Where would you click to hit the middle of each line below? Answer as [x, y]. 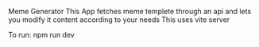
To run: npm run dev [42, 35]
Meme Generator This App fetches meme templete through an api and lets [130, 11]
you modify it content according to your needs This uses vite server [119, 20]
